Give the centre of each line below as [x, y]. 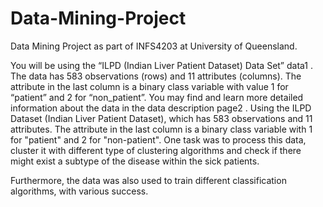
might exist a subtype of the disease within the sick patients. [135, 161]
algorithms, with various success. [79, 191]
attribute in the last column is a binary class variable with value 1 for [149, 86]
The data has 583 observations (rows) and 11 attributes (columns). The [156, 76]
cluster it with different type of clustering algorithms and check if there [156, 150]
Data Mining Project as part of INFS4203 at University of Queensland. [154, 46]
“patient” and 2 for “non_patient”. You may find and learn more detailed [157, 97]
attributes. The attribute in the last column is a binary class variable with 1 [161, 129]
